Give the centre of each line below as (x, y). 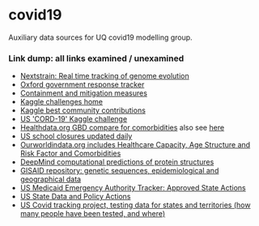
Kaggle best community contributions (83, 110)
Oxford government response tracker (82, 85)
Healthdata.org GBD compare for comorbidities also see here (122, 128)
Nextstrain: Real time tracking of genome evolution (104, 76)
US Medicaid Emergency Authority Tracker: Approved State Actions (133, 188)
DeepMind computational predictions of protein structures (117, 162)
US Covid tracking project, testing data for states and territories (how (135, 205)
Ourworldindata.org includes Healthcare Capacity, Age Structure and (135, 145)
